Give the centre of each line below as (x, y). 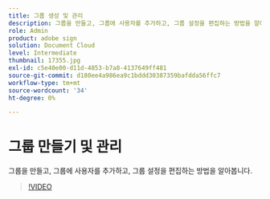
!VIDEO (40, 187)
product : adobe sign (43, 38)
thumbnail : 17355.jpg (45, 61)
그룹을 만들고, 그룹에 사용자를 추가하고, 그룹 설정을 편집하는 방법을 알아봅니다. (131, 171)
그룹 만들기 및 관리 (65, 147)
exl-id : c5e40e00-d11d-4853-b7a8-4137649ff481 (88, 68)
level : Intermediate (43, 53)
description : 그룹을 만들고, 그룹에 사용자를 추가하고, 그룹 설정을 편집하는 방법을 (129, 23)
